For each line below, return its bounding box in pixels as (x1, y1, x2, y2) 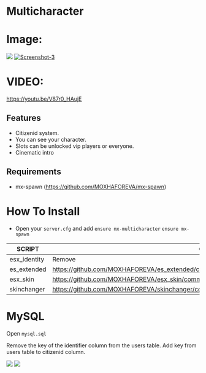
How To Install (6, 204, 80, 218)
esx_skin (9, 275, 35, 283)
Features (6, 113, 41, 123)
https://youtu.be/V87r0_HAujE (6, 95, 82, 102)
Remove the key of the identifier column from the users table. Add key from (6, 342, 197, 349)
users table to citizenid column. (6, 348, 86, 355)
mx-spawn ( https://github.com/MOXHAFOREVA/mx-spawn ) (15, 183, 167, 190)
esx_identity (9, 255, 45, 263)
